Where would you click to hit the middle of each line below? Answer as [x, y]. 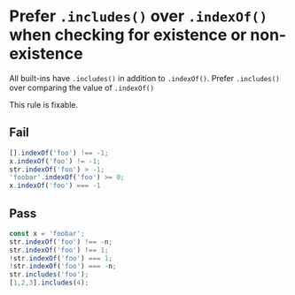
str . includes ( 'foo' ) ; [49, 275]
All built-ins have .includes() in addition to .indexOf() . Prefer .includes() [145, 78]
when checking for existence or [128, 35]
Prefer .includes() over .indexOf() [138, 16]
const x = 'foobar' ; [47, 233]
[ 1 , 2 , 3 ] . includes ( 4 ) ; [49, 283]
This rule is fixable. [44, 104]
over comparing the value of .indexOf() [82, 87]
